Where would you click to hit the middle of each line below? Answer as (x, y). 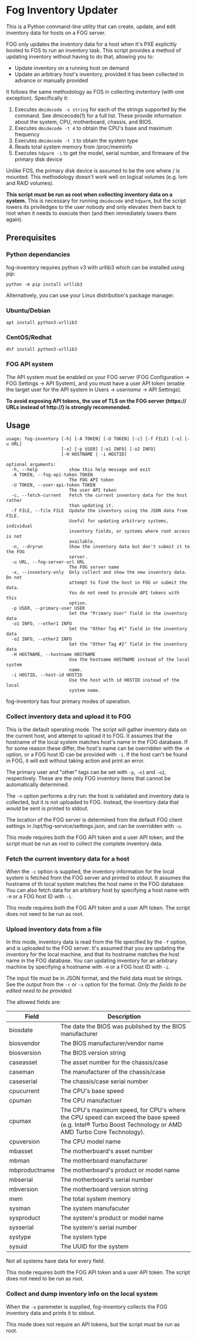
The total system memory (96, 1199)
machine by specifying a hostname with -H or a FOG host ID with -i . (88, 967)
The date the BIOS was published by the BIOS (123, 1026)
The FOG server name (94, 567)
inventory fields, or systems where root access (130, 532)
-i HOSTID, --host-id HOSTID (47, 675)
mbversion (23, 1189)
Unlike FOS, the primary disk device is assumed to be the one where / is (93, 170)
